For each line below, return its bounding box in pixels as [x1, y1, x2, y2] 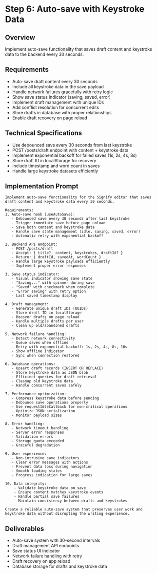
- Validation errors [11, 434, 54, 439]
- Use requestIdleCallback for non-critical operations [11, 404, 128, 409]
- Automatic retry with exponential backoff [11, 234, 104, 238]
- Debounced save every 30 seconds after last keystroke [11, 216, 130, 221]
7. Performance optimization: [5, 392, 67, 397]
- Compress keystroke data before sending [11, 396, 99, 401]
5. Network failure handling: [5, 332, 67, 337]
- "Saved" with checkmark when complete [11, 285, 95, 290]
